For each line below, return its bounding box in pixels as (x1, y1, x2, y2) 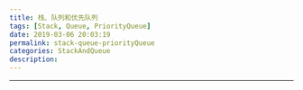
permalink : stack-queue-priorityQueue (9, 38, 155, 48)
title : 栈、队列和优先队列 (9, 13, 99, 22)
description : (9, 55, 59, 64)
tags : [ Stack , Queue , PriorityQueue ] (9, 22, 151, 31)
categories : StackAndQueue (9, 47, 111, 56)
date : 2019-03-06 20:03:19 (9, 30, 111, 39)
